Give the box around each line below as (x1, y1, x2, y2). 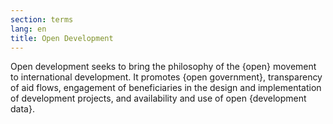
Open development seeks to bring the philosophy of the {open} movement (10, 61, 317, 73)
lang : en (10, 24, 47, 34)
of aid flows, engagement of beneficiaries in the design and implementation (10, 82, 322, 94)
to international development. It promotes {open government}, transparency (10, 71, 323, 83)
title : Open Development (10, 33, 114, 43)
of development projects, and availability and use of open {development (10, 92, 307, 105)
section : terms (10, 14, 74, 25)
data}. (10, 103, 35, 115)
